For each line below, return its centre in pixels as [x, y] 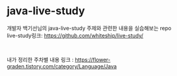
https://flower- [93, 59]
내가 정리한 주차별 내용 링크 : [40, 59]
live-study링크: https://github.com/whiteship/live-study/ [75, 35]
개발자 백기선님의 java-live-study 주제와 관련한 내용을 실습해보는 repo [89, 28]
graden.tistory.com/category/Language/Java [62, 66]
